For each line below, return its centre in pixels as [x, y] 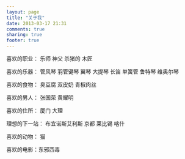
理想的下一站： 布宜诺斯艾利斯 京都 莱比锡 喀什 [66, 124]
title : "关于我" [26, 18]
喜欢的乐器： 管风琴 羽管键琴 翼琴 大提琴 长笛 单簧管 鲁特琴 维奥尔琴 [92, 72]
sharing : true [24, 35]
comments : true [26, 29]
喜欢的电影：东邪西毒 [33, 150]
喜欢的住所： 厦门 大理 [34, 110]
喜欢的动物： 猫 [26, 136]
